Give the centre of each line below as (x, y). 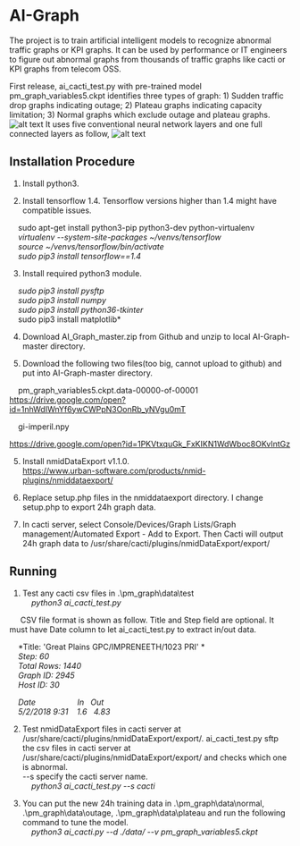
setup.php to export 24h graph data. (89, 507)
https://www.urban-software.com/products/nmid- (114, 470)
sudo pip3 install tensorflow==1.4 (79, 256)
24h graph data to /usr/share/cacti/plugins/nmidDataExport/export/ (146, 543)
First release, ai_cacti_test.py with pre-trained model (106, 86)
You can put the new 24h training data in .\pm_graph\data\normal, (143, 803)
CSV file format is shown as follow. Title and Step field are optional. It (147, 620)
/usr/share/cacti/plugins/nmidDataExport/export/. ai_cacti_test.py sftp (150, 738)
